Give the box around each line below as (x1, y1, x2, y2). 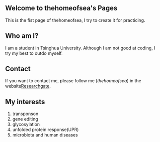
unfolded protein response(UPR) (12, 127, 79, 133)
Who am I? (5, 32, 39, 40)
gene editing (12, 116, 38, 122)
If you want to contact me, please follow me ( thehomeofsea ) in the (5, 78, 142, 84)
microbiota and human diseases (12, 132, 78, 138)
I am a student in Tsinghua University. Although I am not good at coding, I (5, 45, 156, 51)
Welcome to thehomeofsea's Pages (5, 4, 118, 12)
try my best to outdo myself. (5, 50, 63, 56)
